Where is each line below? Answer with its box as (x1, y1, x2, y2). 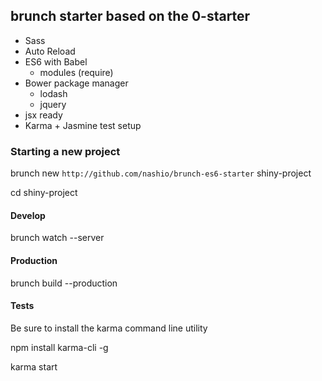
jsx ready (24, 109, 63, 121)
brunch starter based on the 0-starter (10, 8, 251, 25)
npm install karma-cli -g (10, 341, 109, 353)
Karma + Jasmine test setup (24, 119, 142, 131)
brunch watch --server (10, 232, 105, 244)
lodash (39, 87, 68, 99)
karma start (10, 360, 58, 373)
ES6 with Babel (24, 55, 88, 68)
